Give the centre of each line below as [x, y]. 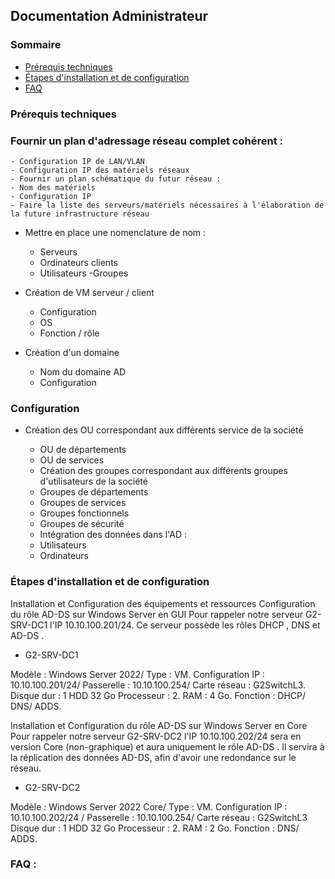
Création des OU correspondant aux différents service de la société [164, 430]
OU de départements [83, 450]
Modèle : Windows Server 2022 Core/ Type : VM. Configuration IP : [149, 806]
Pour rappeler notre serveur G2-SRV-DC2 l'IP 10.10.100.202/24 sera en [156, 736]
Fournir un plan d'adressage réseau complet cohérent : [146, 141]
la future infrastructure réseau [80, 214]
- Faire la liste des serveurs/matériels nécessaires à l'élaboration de [167, 205]
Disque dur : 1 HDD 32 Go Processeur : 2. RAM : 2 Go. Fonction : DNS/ [155, 828]
